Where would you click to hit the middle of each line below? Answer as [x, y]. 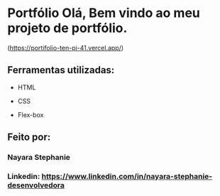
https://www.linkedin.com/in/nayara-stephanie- [127, 176]
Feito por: [29, 137]
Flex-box [31, 114]
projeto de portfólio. [67, 28]
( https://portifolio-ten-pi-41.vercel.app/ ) [66, 48]
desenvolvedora [36, 185]
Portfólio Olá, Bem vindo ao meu [104, 13]
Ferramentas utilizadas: [61, 70]
